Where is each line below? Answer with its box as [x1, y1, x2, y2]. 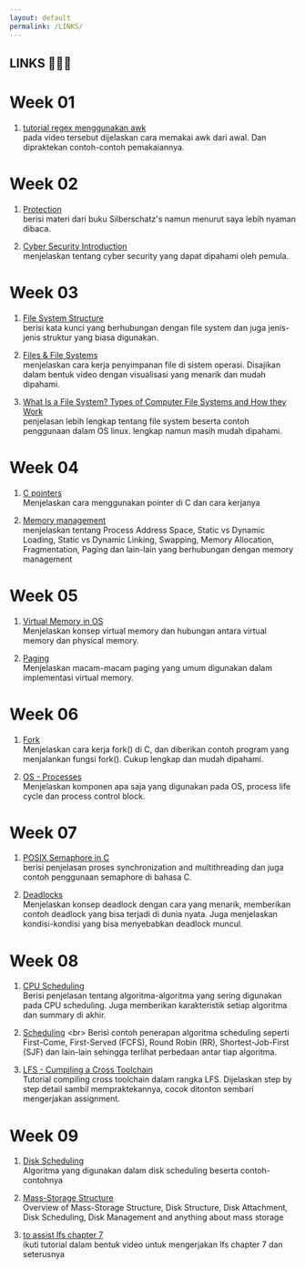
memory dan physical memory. [22, 634, 139, 645]
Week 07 [9, 822, 77, 843]
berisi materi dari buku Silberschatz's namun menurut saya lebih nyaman [22, 213, 296, 224]
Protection [22, 203, 62, 214]
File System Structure [22, 312, 105, 324]
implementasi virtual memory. [22, 672, 135, 683]
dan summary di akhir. [22, 1009, 107, 1021]
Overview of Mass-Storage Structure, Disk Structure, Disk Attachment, [22, 1202, 289, 1213]
